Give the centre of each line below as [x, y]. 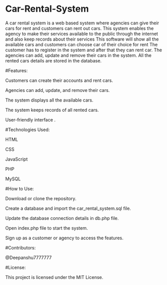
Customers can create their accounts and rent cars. [59, 80]
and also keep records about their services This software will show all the [82, 39]
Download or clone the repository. [41, 198]
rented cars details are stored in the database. [54, 60]
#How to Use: [20, 188]
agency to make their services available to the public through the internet [82, 34]
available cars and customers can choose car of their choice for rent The [81, 44]
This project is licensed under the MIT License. [54, 277]
